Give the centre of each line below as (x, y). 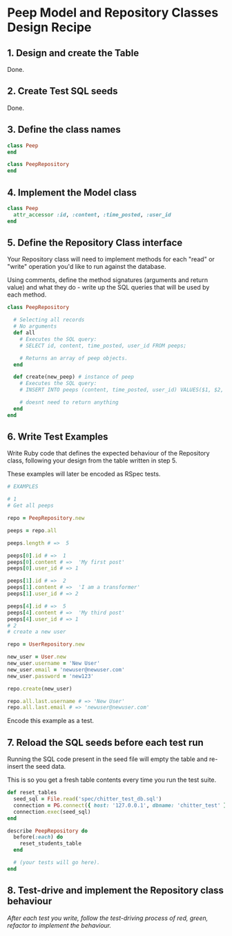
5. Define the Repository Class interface (95, 242)
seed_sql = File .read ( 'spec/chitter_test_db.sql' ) (88, 799)
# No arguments (35, 326)
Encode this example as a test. (51, 721)
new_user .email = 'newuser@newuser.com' (66, 670)
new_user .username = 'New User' (54, 664)
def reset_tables (32, 793)
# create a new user (37, 632)
